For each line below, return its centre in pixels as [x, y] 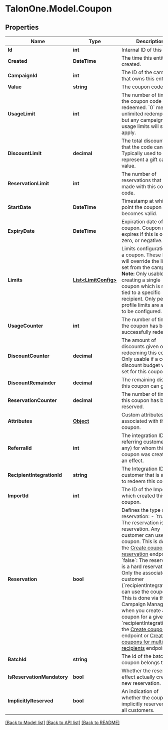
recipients [133, 648]
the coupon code [141, 101]
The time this [137, 58]
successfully [136, 332]
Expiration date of [142, 222]
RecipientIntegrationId [35, 475]
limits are [148, 305]
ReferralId [20, 448]
